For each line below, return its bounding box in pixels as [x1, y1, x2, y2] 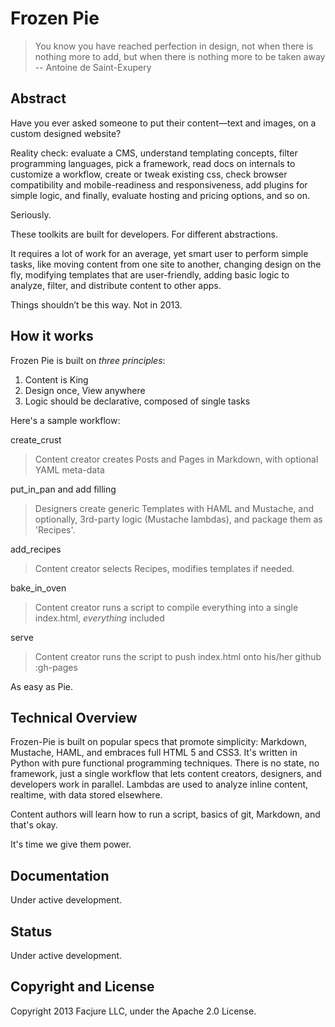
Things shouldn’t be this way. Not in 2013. [10, 298, 183, 311]
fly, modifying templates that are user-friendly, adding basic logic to [10, 268, 290, 281]
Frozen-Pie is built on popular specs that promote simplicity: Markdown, [10, 736, 308, 748]
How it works [10, 328, 94, 345]
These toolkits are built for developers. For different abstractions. [10, 228, 278, 240]
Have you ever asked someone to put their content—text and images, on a [10, 117, 317, 129]
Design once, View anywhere [24, 384, 146, 396]
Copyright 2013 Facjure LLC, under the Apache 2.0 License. [10, 1005, 257, 1017]
